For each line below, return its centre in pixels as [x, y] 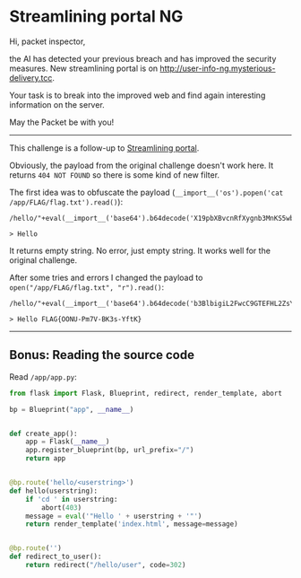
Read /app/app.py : [43, 377]
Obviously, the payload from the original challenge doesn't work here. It [142, 165]
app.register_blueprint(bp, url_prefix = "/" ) [110, 451]
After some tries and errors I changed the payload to [106, 277]
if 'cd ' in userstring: [72, 499]
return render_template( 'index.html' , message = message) [132, 524]
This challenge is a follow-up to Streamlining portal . [104, 148]
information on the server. [57, 104]
